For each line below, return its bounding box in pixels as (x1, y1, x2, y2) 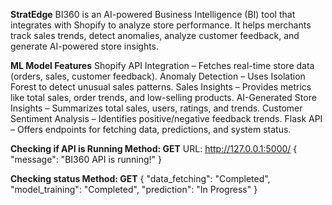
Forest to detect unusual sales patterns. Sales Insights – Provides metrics (10, 81, 312, 93)
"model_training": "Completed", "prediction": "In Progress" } (10, 184, 258, 195)
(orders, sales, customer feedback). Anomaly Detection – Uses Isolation (10, 70, 306, 82)
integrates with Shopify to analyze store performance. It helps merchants (10, 19, 312, 31)
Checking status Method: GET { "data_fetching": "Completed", (10, 173, 271, 184)
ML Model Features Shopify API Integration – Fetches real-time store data (10, 60, 315, 71)
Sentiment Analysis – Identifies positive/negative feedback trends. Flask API (10, 113, 323, 124)
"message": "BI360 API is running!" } (10, 154, 162, 165)
